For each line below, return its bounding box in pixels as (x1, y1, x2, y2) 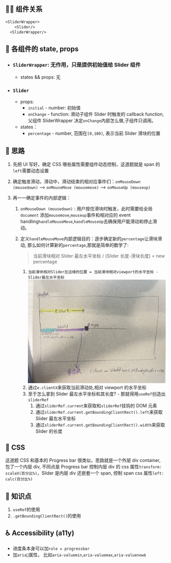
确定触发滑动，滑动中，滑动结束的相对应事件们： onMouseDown (12, 178, 141, 184)
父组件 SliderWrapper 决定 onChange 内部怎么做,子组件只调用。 (27, 117, 156, 124)
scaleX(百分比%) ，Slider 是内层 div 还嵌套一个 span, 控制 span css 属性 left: (5, 470, 164, 476)
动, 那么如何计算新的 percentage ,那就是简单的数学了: (20, 242, 129, 248)
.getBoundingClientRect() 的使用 (12, 513, 81, 519)
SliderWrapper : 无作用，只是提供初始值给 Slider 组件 (12, 61, 141, 68)
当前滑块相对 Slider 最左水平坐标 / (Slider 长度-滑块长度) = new (33, 252, 165, 259)
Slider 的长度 (35, 428, 63, 434)
